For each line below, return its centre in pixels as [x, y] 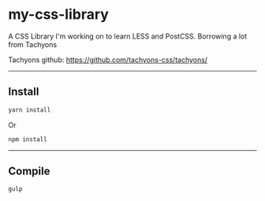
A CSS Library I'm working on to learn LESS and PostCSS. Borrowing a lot [128, 36]
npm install [28, 139]
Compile [29, 171]
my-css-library [58, 15]
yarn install [30, 110]
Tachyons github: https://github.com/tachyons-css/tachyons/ [108, 60]
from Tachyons [33, 44]
